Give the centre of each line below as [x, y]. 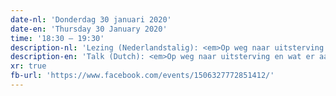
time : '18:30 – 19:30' [57, 38]
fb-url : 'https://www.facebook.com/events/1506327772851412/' [142, 76]
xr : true [28, 66]
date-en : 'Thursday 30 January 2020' [89, 29]
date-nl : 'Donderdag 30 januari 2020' [91, 19]
